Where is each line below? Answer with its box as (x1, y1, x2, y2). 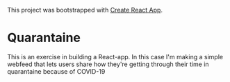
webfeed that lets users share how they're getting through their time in (7, 60, 210, 68)
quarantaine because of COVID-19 (7, 67, 106, 75)
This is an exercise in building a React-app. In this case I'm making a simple (7, 52, 224, 61)
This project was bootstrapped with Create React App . (7, 6, 163, 14)
